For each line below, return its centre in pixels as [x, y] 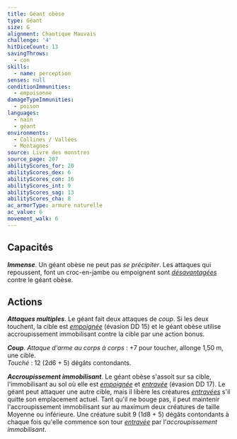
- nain [23, 119]
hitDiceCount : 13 [33, 47]
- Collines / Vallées [46, 139]
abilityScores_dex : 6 [39, 172]
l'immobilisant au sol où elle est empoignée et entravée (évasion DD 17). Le [116, 384]
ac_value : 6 [25, 212]
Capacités [30, 248]
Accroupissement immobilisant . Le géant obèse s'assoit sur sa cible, [110, 376]
